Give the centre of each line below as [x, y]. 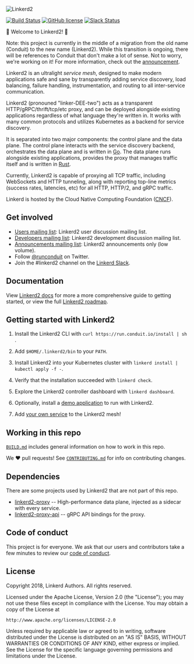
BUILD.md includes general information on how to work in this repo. [86, 447]
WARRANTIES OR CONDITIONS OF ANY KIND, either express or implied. [93, 643]
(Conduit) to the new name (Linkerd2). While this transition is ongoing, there [97, 49]
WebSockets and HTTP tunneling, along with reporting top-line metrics [91, 182]
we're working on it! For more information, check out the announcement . [93, 62]
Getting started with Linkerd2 [61, 320]
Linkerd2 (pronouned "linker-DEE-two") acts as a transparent [80, 103]
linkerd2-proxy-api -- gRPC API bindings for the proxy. [80, 514]
